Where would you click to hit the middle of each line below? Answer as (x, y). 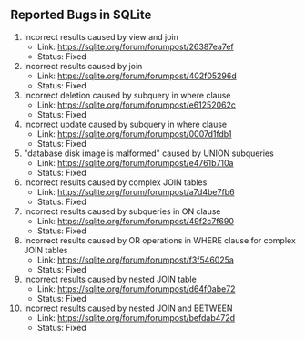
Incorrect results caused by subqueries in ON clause (122, 211)
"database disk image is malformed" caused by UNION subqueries (148, 153)
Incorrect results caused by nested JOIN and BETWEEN (128, 308)
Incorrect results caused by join (83, 66)
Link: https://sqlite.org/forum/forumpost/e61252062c (136, 105)
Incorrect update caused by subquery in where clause (125, 124)
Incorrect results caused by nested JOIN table (110, 279)
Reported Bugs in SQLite (81, 15)
